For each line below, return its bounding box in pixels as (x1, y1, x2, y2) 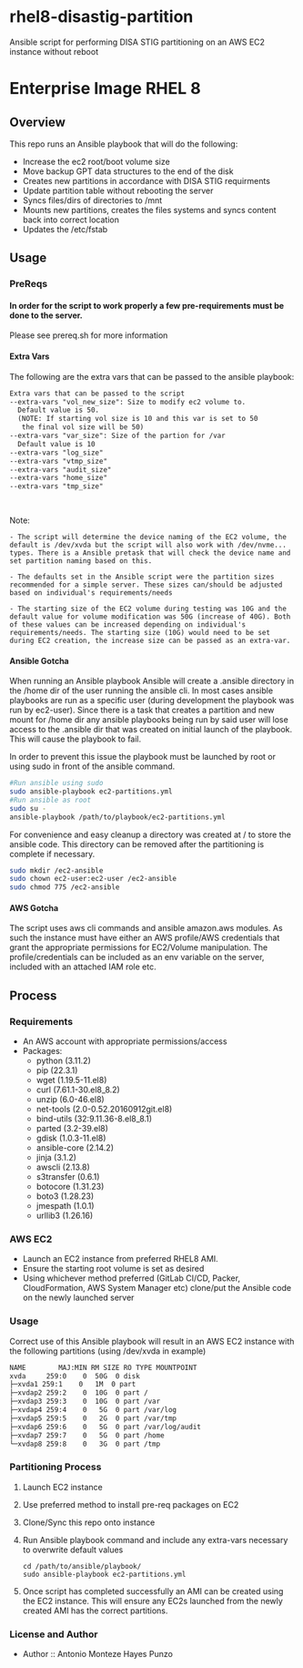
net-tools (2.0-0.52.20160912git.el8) (35, 1104, 173, 1115)
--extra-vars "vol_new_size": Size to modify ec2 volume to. (9, 397, 247, 406)
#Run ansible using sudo (9, 779, 104, 788)
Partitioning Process (9, 1460, 102, 1473)
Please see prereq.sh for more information (9, 330, 168, 341)
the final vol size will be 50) (21, 423, 145, 432)
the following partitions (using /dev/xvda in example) (9, 1346, 207, 1356)
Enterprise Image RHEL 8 (9, 78, 202, 99)
